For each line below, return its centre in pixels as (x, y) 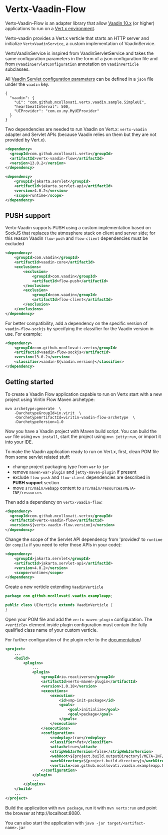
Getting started (29, 382)
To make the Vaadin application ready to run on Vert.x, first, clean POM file (82, 451)
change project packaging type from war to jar (60, 466)
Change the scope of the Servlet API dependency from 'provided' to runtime (84, 539)
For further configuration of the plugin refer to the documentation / (73, 640)
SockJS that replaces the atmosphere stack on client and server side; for (80, 233)
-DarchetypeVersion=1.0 (39, 422)
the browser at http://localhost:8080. (43, 813)
